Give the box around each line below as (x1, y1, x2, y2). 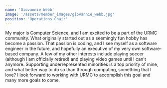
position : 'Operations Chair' (5, 16, 68, 21)
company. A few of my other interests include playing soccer (19, 51, 144, 57)
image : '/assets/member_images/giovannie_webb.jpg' (5, 12, 115, 17)
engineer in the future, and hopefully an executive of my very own (5, 45, 141, 52)
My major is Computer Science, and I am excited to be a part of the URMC (5, 30, 158, 36)
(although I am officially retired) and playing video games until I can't (5, 56, 146, 62)
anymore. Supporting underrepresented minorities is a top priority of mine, (5, 61, 159, 67)
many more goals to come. (5, 77, 60, 83)
